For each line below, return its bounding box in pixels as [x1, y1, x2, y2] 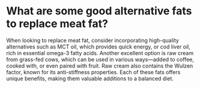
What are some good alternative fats [6, 4, 192, 18]
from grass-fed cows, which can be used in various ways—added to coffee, [6, 56, 194, 63]
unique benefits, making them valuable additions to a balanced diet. [6, 75, 174, 82]
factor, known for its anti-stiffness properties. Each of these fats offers [6, 68, 181, 75]
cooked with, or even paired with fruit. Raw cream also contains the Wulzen [6, 62, 193, 69]
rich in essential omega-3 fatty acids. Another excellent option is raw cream [6, 49, 194, 56]
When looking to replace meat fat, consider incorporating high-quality [6, 37, 179, 44]
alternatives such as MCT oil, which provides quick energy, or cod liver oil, [6, 43, 190, 50]
